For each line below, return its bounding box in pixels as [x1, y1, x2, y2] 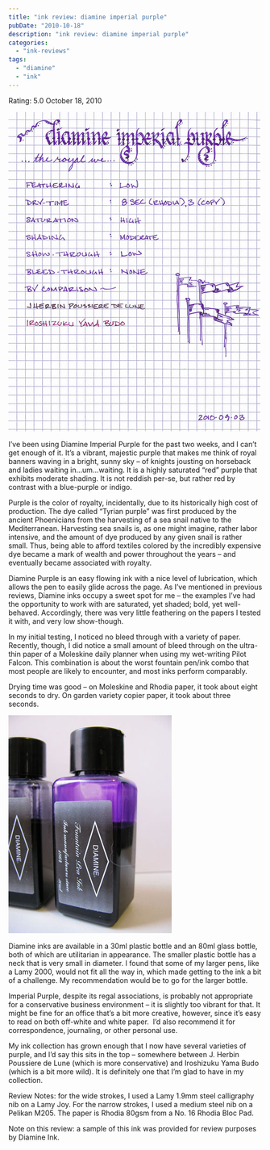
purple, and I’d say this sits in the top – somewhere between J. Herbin [8, 1049, 239, 1059]
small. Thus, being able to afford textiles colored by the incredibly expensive [8, 541, 262, 550]
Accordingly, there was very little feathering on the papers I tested [40, 608, 261, 617]
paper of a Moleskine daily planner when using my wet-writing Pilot [23, 649, 247, 659]
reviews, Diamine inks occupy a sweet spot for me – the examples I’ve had [8, 590, 255, 600]
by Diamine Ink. [8, 1132, 60, 1142]
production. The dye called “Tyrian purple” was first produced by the [8, 506, 237, 516]
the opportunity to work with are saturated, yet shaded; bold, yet [8, 599, 223, 608]
